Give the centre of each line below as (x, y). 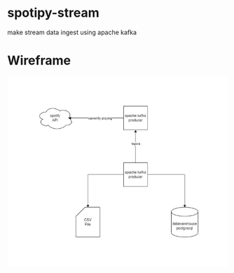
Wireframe (39, 61)
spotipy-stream (53, 13)
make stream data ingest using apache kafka (72, 32)
